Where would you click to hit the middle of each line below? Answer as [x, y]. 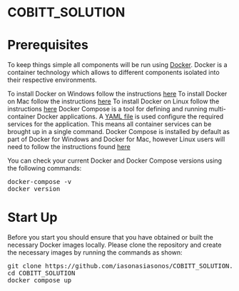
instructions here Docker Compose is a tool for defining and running [107, 109]
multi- [217, 109]
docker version [34, 189]
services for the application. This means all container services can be [110, 124]
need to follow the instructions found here [69, 147]
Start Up [32, 218]
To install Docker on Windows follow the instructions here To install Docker [117, 94]
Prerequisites [48, 45]
